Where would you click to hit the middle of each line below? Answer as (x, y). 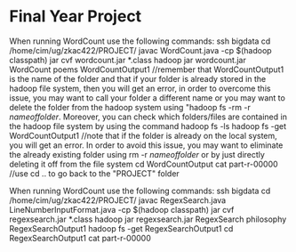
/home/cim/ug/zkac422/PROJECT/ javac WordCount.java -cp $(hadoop (141, 50)
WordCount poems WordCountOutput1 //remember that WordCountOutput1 (147, 69)
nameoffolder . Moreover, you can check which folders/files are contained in (148, 117)
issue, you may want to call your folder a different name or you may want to (148, 98)
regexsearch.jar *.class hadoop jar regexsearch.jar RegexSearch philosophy (148, 219)
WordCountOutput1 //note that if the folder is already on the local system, (143, 135)
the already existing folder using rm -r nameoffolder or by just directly (137, 154)
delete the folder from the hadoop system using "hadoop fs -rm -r (130, 107)
